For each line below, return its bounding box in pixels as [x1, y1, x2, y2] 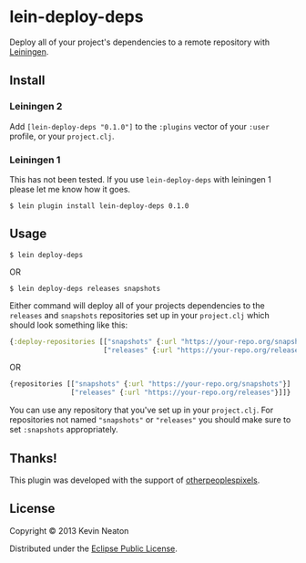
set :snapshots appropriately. [9, 424, 118, 435]
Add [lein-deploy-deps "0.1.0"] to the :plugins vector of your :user [9, 120, 270, 131]
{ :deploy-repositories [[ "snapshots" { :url [9, 337, 178, 346]
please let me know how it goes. [9, 183, 130, 194]
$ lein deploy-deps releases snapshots [9, 284, 161, 293]
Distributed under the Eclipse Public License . [9, 543, 178, 554]
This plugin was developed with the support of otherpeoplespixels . [9, 474, 260, 485]
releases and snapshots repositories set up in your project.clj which [9, 309, 270, 320]
